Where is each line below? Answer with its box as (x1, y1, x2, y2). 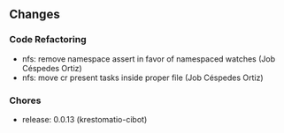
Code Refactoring (9, 33, 87, 46)
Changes (9, 7, 60, 22)
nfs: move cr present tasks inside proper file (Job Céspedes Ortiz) (21, 72, 264, 83)
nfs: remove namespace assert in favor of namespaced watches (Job (21, 53, 276, 64)
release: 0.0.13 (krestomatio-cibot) (21, 114, 148, 124)
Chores (9, 94, 42, 107)
